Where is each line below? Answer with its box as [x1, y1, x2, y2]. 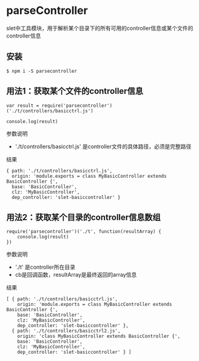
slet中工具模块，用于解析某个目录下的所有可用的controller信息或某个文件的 [6, 24, 194, 32]
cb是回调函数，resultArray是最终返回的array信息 [15, 271, 137, 278]
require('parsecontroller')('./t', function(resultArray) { [6, 229, 162, 235]
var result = [6, 103, 39, 109]
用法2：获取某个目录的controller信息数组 [6, 212, 161, 222]
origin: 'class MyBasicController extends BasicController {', [17, 333, 181, 340]
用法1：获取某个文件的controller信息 [6, 86, 144, 96]
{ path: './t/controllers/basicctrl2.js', [12, 328, 121, 334]
